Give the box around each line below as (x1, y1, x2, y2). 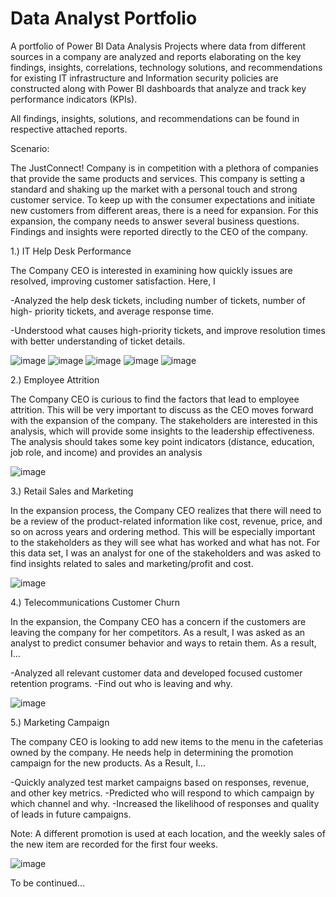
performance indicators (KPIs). (10, 93, 138, 105)
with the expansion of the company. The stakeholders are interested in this (10, 414, 318, 426)
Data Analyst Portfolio (10, 7, 198, 30)
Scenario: (10, 142, 50, 154)
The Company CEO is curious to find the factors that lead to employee (10, 393, 300, 405)
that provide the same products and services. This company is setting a (10, 172, 306, 184)
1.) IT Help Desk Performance (10, 245, 132, 257)
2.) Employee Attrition (10, 373, 100, 386)
